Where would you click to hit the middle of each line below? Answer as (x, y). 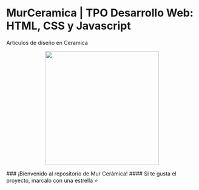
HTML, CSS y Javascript (69, 26)
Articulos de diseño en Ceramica (47, 42)
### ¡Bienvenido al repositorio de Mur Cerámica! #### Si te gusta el (92, 174)
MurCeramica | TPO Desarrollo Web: (100, 13)
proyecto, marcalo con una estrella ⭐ (52, 180)
